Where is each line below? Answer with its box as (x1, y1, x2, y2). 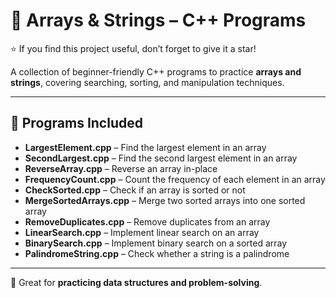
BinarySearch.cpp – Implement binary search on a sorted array (24, 237, 288, 249)
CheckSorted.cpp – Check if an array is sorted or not (24, 184, 246, 196)
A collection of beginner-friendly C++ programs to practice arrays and (10, 65, 302, 78)
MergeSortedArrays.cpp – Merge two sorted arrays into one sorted (24, 194, 306, 206)
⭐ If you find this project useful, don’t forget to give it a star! (10, 42, 257, 54)
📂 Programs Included (10, 115, 143, 132)
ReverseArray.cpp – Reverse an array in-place (24, 162, 218, 174)
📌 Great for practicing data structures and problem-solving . (10, 276, 263, 288)
